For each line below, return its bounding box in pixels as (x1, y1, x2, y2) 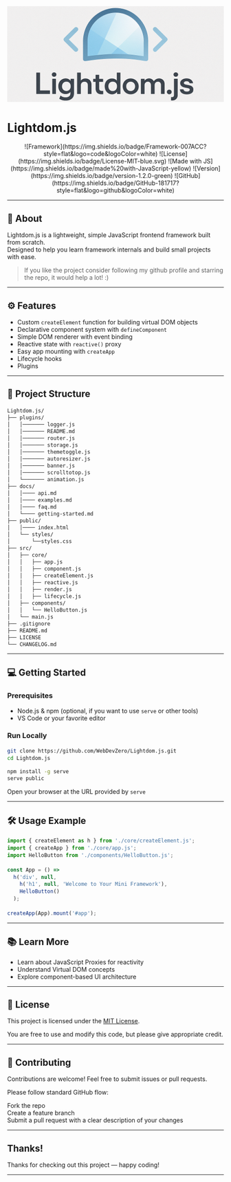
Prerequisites (7, 691, 53, 700)
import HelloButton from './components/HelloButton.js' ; (7, 851, 174, 858)
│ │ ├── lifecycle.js (7, 592, 81, 600)
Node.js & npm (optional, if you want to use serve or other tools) (16, 706, 199, 715)
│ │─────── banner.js (7, 462, 76, 469)
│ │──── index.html (7, 524, 69, 531)
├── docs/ (7, 482, 36, 490)
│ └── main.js (7, 613, 54, 621)
